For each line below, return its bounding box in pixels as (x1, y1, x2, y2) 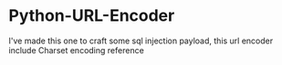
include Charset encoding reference (8, 44, 145, 55)
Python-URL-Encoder (8, 5, 175, 26)
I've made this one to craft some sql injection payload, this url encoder (8, 35, 274, 46)
